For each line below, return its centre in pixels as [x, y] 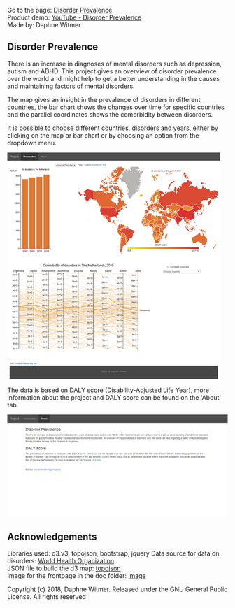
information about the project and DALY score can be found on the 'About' [114, 397]
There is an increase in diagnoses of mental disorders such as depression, [114, 64]
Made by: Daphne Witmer [44, 25]
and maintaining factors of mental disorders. [71, 86]
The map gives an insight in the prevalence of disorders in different [104, 99]
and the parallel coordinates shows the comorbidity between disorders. [110, 114]
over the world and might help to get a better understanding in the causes [114, 78]
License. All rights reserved [47, 597]
